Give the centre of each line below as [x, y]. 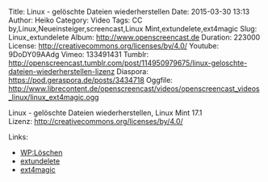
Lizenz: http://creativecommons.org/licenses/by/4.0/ [96, 121]
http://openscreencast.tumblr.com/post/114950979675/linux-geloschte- [128, 63]
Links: [18, 137]
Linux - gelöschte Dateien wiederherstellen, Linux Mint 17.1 [105, 113]
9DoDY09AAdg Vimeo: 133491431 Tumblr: [79, 54]
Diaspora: [133, 71]
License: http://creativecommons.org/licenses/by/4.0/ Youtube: [114, 46]
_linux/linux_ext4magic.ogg [54, 97]
